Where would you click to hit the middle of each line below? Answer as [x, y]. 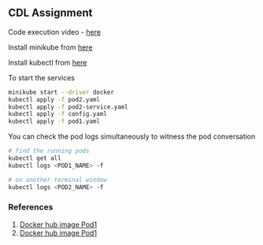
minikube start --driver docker [61, 92]
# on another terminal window [58, 180]
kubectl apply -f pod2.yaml [54, 99]
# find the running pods [49, 151]
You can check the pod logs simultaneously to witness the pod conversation [132, 136]
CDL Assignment [50, 13]
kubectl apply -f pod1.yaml [54, 121]
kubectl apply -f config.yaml [58, 114]
